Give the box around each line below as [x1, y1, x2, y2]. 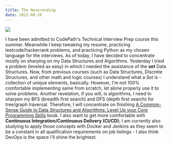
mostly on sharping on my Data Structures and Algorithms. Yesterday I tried [5, 57, 164, 64]
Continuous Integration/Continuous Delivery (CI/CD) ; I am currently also [5, 117, 161, 123]
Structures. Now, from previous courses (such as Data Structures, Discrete [5, 69, 162, 75]
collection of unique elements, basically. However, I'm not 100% [5, 79, 140, 86]
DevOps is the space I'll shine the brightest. [5, 134, 97, 140]
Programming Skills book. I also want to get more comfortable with [5, 112, 145, 118]
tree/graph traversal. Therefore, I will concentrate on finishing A [5, 101, 139, 108]
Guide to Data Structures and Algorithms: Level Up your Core [19, 107, 148, 113]
